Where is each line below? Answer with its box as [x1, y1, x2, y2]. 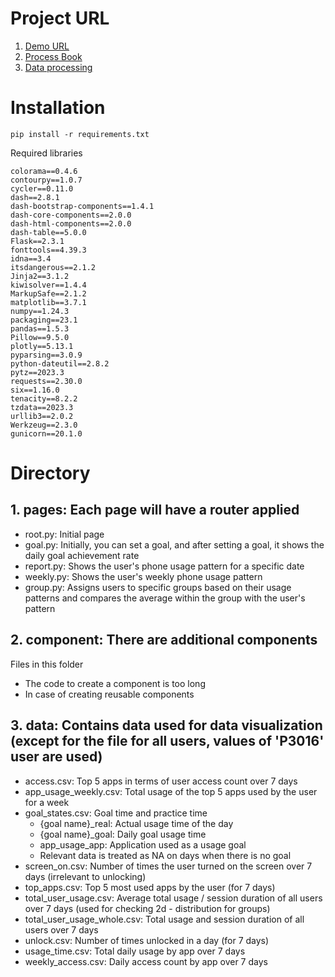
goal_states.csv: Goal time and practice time [24, 807, 208, 819]
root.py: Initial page [24, 528, 105, 540]
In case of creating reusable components [24, 688, 195, 700]
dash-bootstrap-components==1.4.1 [10, 201, 155, 211]
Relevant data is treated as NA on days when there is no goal [39, 849, 292, 861]
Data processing [24, 61, 93, 73]
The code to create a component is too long [24, 677, 206, 689]
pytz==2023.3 [10, 367, 65, 377]
